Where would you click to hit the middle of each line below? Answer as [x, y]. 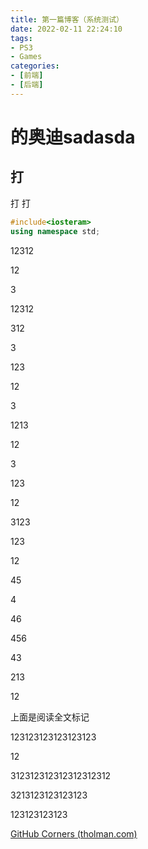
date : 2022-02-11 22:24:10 [66, 29]
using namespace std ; [55, 231]
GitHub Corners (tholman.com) [74, 833]
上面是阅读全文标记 [50, 717]
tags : [21, 38]
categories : [35, 66]
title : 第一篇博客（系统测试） [67, 19]
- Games [26, 57]
